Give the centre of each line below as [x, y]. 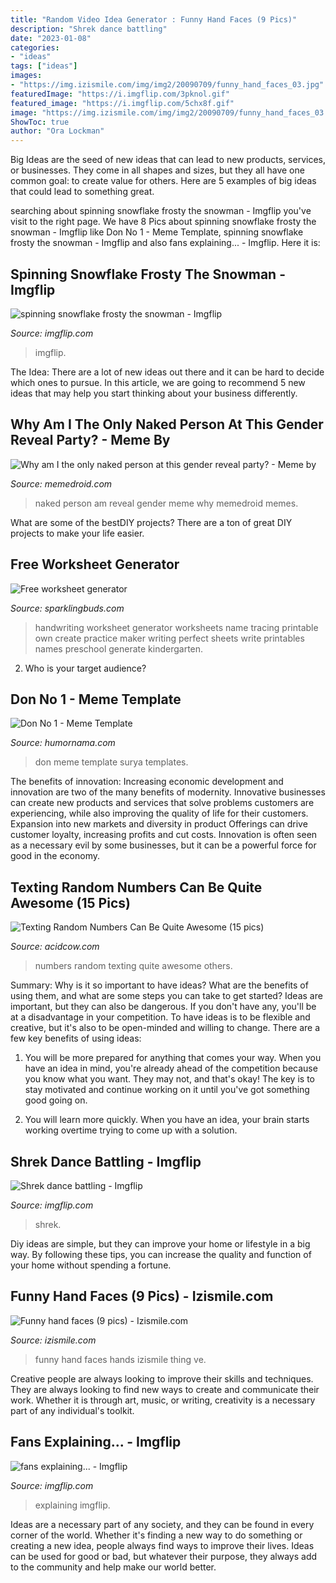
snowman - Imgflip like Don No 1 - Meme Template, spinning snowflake [157, 232]
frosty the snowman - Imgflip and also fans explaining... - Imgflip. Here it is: [165, 243]
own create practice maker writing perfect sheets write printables [169, 638]
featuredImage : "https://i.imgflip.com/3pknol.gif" [120, 94]
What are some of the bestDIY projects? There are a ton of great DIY [151, 522]
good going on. [56, 1100]
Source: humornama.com [63, 743]
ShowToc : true [40, 122]
